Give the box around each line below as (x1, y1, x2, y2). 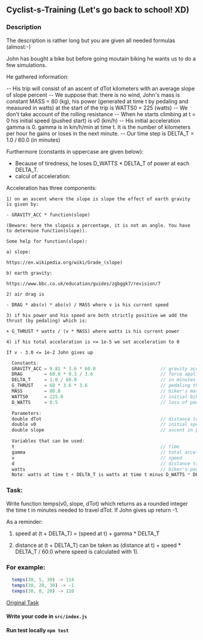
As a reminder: (6, 518, 43, 525)
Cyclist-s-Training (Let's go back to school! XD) (6, 5, 190, 15)
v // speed (11, 455, 182, 461)
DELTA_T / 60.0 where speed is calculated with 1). (14, 547, 139, 555)
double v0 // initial (11, 422, 188, 428)
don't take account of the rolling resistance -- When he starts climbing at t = (6, 110, 196, 117)
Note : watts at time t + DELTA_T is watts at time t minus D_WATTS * (11, 472, 190, 478)
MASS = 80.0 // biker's (11, 388, 188, 394)
